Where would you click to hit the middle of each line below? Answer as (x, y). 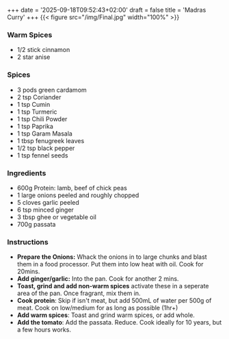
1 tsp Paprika (35, 126)
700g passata (36, 224)
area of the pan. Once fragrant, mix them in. (79, 293)
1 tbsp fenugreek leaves (51, 140)
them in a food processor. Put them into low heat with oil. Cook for (110, 264)
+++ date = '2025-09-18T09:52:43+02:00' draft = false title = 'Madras (107, 10)
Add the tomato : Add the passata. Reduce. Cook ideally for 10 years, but (119, 323)
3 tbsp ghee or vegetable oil (57, 217)
